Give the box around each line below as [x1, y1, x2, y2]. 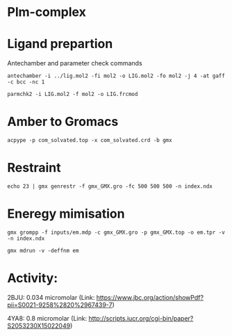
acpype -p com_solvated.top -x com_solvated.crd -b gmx [7, 137, 172, 144]
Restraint [7, 160, 61, 176]
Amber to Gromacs [7, 114, 119, 129]
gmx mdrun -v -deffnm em [7, 247, 79, 254]
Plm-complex [7, 4, 87, 20]
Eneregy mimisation [7, 206, 125, 222]
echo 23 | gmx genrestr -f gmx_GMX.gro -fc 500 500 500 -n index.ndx [7, 183, 213, 190]
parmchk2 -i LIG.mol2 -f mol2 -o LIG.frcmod [7, 91, 138, 98]
